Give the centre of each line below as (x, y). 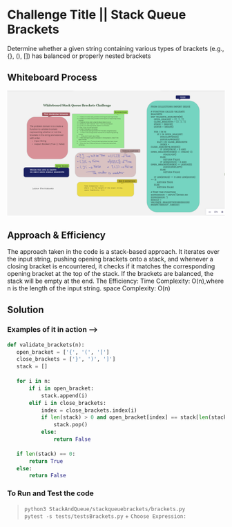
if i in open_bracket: (61, 388)
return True (46, 461)
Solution (26, 310)
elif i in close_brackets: (68, 403)
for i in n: (33, 381)
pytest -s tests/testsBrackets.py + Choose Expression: (105, 516)
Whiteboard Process (52, 78)
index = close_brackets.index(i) (89, 410)
